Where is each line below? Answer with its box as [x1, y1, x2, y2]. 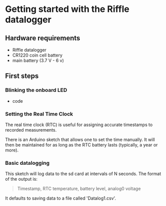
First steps [5, 72, 39, 80]
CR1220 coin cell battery [12, 52, 63, 58]
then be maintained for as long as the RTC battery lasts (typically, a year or [5, 141, 158, 147]
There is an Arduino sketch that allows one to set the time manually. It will [5, 137, 155, 142]
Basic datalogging [5, 159, 50, 166]
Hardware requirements [5, 34, 80, 42]
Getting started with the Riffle [5, 3, 130, 15]
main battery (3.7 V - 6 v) [12, 58, 64, 63]
